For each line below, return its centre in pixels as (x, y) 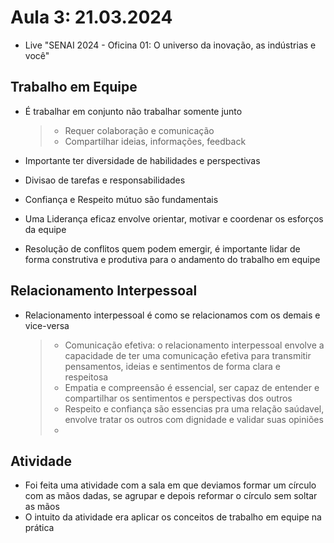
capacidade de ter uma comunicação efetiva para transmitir (188, 355)
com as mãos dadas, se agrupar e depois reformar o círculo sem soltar (171, 496)
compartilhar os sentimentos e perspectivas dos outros (178, 398)
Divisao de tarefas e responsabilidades (105, 180)
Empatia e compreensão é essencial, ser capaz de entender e (192, 387)
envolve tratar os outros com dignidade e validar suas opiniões (194, 419)
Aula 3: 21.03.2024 (91, 17)
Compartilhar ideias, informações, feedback (155, 141)
